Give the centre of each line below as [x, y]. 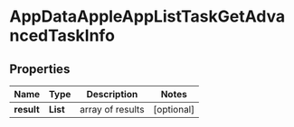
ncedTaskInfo [62, 36]
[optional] [174, 109]
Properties [40, 69]
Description [112, 94]
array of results [112, 109]
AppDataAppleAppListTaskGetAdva [147, 17]
